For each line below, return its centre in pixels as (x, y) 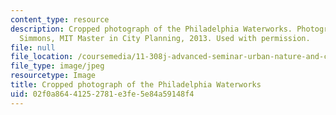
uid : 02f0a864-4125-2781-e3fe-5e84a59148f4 (102, 94)
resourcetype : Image (53, 76)
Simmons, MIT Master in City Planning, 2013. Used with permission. (165, 38)
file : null (33, 47)
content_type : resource (60, 19)
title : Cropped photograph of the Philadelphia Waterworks (136, 85)
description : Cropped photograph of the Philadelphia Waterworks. (151, 29)
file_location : (42, 57)
